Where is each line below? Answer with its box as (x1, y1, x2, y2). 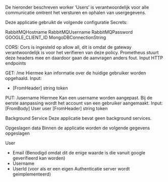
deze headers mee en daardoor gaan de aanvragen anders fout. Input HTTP (5, 55, 163, 61)
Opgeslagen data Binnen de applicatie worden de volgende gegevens (5, 125, 150, 131)
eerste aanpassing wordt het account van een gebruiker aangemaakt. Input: (5, 100, 163, 106)
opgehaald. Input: (5, 75, 42, 81)
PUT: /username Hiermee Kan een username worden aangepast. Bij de (5, 95, 152, 101)
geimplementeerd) (12, 171, 51, 177)
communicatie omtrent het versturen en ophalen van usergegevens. (5, 10, 146, 16)
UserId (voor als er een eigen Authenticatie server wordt (12, 166, 130, 171)
